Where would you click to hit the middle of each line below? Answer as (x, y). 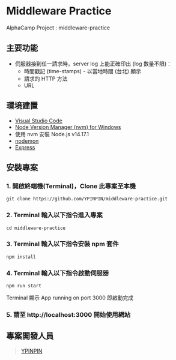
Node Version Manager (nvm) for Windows (68, 127)
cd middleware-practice (36, 228)
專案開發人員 (30, 336)
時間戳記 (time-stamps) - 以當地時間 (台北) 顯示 (83, 71)
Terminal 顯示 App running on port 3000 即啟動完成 (70, 298)
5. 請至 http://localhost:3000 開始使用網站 (68, 315)
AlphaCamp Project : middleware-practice (58, 28)
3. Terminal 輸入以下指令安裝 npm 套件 (62, 244)
